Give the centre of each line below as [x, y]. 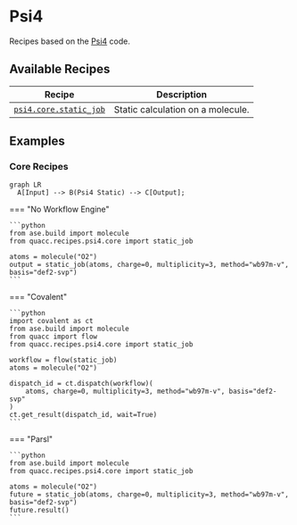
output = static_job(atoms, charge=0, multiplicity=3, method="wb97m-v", [149, 265]
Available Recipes [60, 69]
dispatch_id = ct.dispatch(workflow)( [81, 384]
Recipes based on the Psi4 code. [70, 41]
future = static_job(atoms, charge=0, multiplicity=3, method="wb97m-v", [149, 495]
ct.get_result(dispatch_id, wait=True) [83, 415]
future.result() [39, 511]
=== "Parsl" [31, 439]
